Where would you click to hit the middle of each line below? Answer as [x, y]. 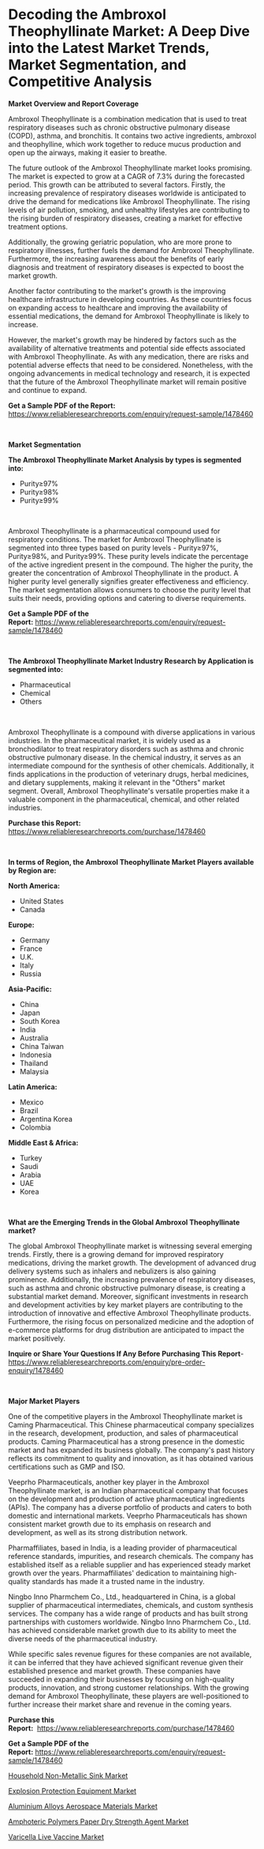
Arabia [30, 1175]
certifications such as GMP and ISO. [67, 1466]
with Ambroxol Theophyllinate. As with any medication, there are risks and [129, 357]
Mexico [32, 1102]
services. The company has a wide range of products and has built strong [128, 1613]
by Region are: [32, 870]
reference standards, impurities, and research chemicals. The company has [131, 1556]
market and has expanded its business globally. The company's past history [132, 1450]
